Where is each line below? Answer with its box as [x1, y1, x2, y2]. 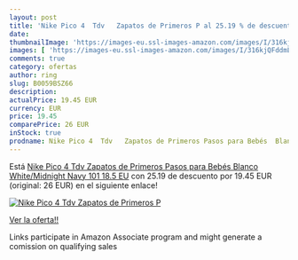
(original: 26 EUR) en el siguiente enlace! [9, 179, 158, 191]
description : [9, 87, 58, 96]
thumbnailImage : [9, 37, 69, 47]
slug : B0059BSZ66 [9, 79, 74, 88]
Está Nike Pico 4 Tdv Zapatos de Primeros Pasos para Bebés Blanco [9, 161, 259, 171]
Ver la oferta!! [9, 214, 59, 225]
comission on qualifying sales [9, 240, 118, 251]
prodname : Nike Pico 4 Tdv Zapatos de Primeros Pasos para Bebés [9, 137, 268, 146]
